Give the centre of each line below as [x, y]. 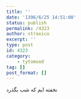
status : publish [26, 23]
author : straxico [28, 34]
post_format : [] [26, 73]
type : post [20, 45]
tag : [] [16, 67]
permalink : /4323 [28, 28]
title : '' [19, 12]
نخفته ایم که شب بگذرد [32, 89]
